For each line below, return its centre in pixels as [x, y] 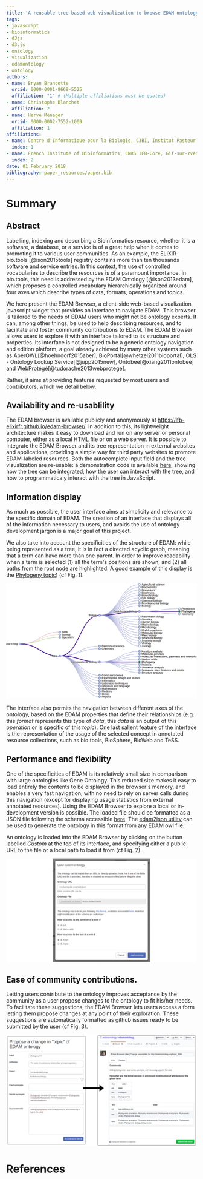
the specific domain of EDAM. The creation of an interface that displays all [99, 518]
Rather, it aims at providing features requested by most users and [88, 380]
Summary [31, 203]
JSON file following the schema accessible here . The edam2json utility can [99, 819]
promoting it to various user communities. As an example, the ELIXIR [92, 253]
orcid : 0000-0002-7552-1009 [47, 121]
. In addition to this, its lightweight [127, 426]
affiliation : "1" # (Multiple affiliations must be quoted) [89, 96]
